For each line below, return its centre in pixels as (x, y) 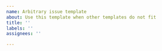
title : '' (19, 23)
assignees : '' (24, 34)
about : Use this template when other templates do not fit (81, 17)
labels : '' (20, 28)
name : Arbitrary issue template (46, 12)
